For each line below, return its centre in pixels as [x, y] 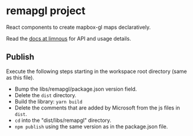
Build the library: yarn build [48, 101]
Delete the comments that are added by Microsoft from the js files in [97, 108]
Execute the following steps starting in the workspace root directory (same [96, 71]
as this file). [20, 77]
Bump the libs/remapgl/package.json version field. [76, 89]
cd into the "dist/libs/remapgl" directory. [63, 120]
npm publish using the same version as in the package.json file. [91, 126]
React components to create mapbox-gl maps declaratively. [79, 27]
